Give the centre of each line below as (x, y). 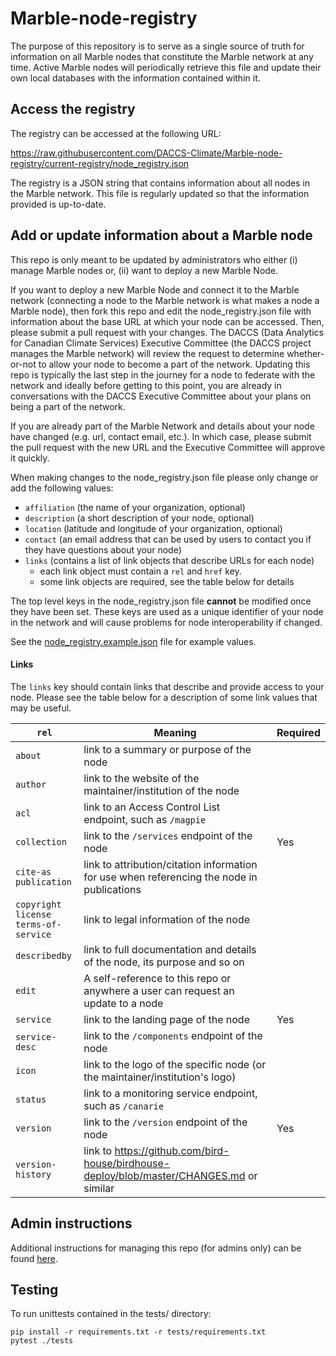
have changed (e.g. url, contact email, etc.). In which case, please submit (161, 436)
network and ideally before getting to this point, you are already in (146, 385)
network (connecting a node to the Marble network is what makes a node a (165, 300)
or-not (23, 364)
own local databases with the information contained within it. (135, 78)
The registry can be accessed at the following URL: (116, 133)
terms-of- (38, 924)
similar (99, 1188)
